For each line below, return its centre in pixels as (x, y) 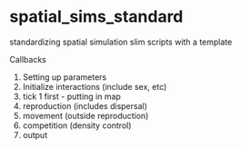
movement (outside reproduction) (85, 115)
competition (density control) (77, 125)
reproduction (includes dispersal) (85, 105)
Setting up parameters (65, 77)
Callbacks (28, 59)
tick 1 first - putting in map (71, 96)
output (35, 134)
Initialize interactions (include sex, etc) (95, 86)
